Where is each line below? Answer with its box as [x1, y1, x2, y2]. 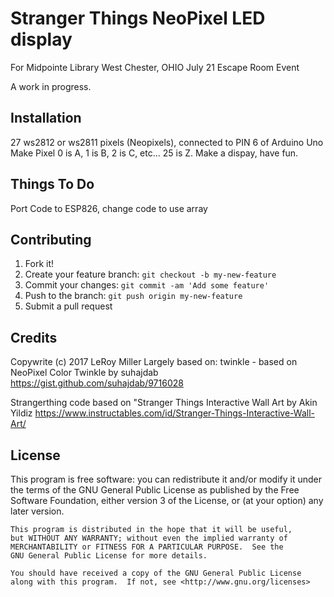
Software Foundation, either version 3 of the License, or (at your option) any [10, 495, 324, 506]
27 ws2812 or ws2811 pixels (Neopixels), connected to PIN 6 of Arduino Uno [10, 136, 324, 148]
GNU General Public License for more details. [10, 551, 208, 561]
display [10, 28, 73, 51]
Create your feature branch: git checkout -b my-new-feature [24, 268, 277, 281]
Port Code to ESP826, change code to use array [10, 202, 208, 214]
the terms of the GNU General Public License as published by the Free [10, 484, 300, 496]
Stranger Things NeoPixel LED [10, 7, 266, 30]
